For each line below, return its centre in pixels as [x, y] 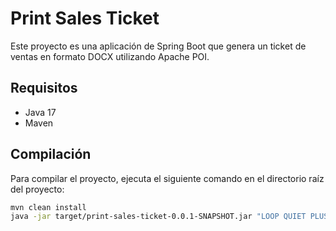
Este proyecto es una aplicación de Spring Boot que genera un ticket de [158, 46]
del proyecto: [37, 189]
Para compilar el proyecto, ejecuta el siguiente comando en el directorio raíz [167, 178]
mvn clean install [48, 207]
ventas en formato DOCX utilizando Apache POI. [110, 56]
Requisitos [44, 88]
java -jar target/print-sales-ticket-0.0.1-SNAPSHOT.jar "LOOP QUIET [158, 217]
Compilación [51, 154]
